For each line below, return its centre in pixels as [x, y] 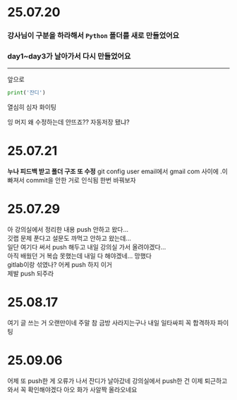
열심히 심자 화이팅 [32, 107]
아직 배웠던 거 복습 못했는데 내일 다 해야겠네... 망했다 [79, 256]
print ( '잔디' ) [26, 93]
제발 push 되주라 [31, 274]
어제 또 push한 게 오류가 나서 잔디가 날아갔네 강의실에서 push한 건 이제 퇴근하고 [117, 381]
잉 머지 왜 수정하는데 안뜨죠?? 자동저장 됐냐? [68, 122]
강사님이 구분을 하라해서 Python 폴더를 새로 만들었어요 [93, 36]
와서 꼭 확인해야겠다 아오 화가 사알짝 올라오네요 [72, 390]
